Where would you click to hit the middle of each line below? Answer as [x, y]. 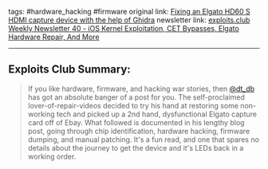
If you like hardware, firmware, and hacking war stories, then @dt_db [141, 88]
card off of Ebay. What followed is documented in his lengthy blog [136, 122]
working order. [52, 156]
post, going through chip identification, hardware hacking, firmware [139, 131]
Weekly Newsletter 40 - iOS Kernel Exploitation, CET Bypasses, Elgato [124, 28]
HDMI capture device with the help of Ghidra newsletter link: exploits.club [129, 20]
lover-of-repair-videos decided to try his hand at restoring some [133, 105]
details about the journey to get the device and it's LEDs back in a [136, 147]
